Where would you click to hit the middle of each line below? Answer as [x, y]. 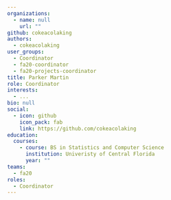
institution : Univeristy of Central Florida [90, 154]
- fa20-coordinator [41, 65]
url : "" [30, 26]
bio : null [21, 103]
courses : [26, 142]
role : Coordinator [33, 84]
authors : [20, 39]
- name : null [32, 20]
